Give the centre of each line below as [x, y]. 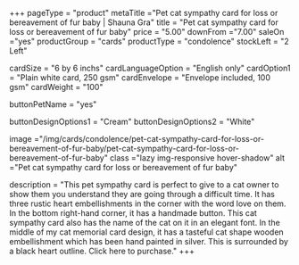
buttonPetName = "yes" [53, 104]
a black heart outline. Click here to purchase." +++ [102, 251]
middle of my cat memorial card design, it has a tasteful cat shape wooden [146, 232]
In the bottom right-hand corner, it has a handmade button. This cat [133, 213]
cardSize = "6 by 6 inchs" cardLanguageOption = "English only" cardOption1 [150, 68]
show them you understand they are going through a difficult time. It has [142, 194]
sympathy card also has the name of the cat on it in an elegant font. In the [145, 223]
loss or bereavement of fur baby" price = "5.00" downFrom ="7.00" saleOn [147, 32]
